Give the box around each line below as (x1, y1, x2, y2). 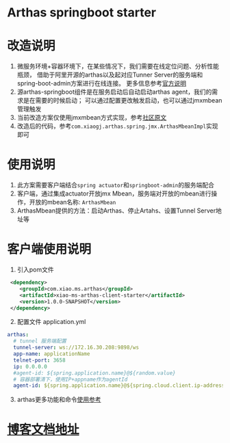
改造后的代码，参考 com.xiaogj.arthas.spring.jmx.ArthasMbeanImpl (16, 122, 207, 131)
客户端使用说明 (7, 241, 92, 257)
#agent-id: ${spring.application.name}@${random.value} (13, 369, 176, 377)
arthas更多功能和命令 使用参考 (16, 395, 101, 404)
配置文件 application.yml (16, 318, 86, 326)
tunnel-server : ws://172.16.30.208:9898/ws (13, 344, 139, 351)
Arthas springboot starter (7, 5, 156, 21)
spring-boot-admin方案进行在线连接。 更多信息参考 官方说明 (16, 79, 187, 88)
